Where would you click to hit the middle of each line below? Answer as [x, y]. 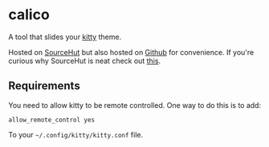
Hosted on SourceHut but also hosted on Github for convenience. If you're [131, 52]
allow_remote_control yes [51, 120]
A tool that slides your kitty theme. [65, 37]
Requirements [44, 86]
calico [29, 15]
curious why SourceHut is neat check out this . [85, 61]
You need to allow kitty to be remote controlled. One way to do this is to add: [135, 105]
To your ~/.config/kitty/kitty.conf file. [76, 134]
